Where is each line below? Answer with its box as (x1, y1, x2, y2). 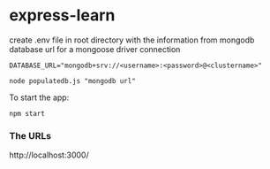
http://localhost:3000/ (9, 150, 90, 160)
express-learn (9, 5, 116, 26)
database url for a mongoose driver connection (9, 43, 181, 54)
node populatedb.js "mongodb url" (9, 76, 137, 85)
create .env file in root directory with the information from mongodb (9, 35, 255, 45)
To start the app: (9, 92, 70, 103)
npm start (9, 109, 46, 118)
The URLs (9, 129, 51, 142)
